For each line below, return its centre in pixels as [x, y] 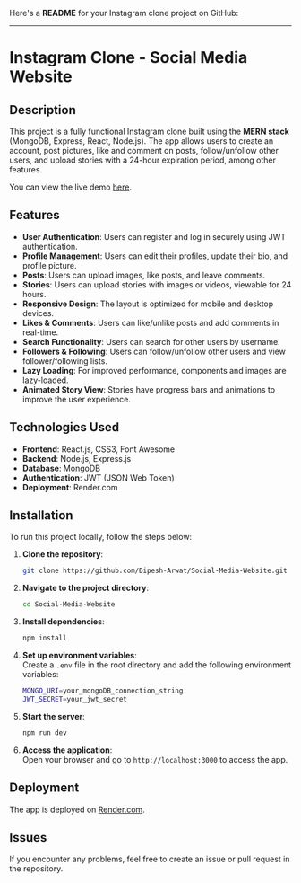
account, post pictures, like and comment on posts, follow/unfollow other [144, 150]
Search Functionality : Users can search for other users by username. [151, 341]
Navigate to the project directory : [86, 588]
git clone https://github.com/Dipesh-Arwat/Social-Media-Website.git [155, 571]
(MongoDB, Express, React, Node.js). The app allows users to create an [142, 141]
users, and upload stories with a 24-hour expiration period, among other [142, 160]
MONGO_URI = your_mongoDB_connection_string [103, 691]
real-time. [40, 332]
